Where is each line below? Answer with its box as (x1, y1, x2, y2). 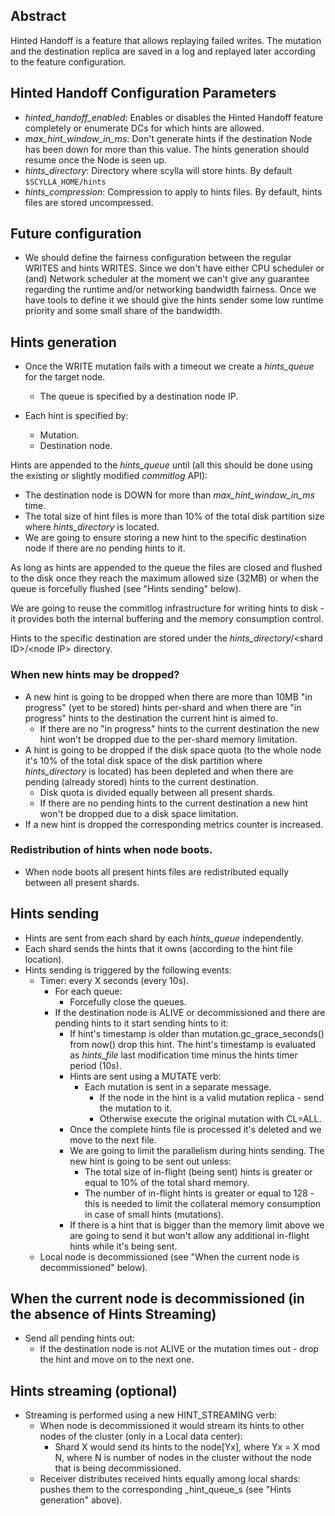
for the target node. (24, 371, 106, 383)
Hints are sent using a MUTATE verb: (69, 1070, 222, 1082)
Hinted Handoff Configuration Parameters (10, 85, 277, 102)
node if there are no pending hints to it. (24, 542, 186, 554)
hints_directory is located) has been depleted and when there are (24, 765, 294, 777)
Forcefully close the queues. (69, 995, 187, 1008)
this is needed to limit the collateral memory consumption (84, 1197, 322, 1209)
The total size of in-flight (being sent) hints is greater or (84, 1165, 313, 1178)
